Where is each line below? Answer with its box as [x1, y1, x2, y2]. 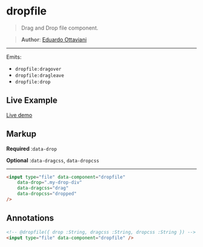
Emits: [6, 53, 22, 60]
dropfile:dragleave [14, 72, 65, 79]
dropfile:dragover [14, 66, 62, 72]
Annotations [6, 213, 54, 223]
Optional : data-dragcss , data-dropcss [6, 156, 100, 164]
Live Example [6, 95, 57, 106]
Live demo [6, 111, 33, 118]
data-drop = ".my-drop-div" [17, 179, 83, 185]
